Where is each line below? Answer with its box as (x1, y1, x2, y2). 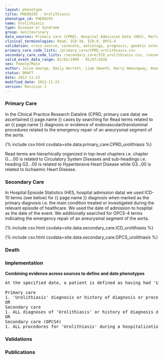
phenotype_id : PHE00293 (5, 16, 53, 21)
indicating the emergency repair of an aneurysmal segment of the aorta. (5, 215, 149, 222)
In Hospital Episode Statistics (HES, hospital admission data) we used (5, 189, 144, 195)
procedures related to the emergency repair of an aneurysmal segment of (5, 127, 152, 132)
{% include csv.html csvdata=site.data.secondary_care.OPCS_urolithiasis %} (5, 234, 158, 240)
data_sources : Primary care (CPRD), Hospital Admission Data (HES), (5, 35, 147, 39)
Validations (5, 336, 33, 342)
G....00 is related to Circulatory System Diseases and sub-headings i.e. (5, 156, 147, 162)
